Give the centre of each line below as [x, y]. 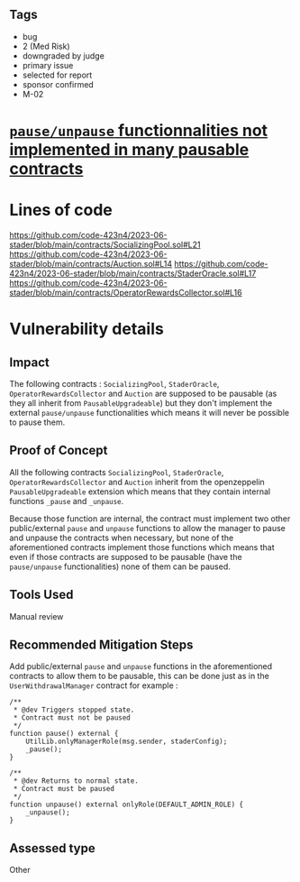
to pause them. [37, 422]
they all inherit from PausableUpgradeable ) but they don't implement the [141, 403]
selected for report [57, 75]
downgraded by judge [64, 55]
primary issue [48, 65]
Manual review [36, 616]
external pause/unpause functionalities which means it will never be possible [150, 412]
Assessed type [53, 848]
